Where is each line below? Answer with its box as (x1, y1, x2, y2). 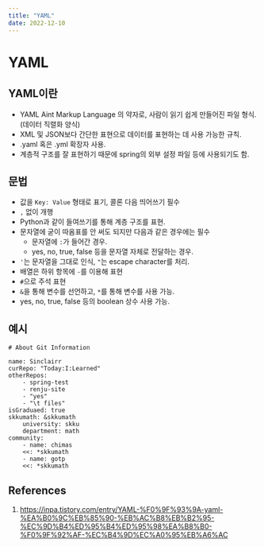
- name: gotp (22, 455, 66, 464)
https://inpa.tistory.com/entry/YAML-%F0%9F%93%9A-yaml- (19, 504, 224, 514)
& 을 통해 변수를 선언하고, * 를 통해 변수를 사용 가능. (19, 287, 175, 297)
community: (8, 434, 44, 442)
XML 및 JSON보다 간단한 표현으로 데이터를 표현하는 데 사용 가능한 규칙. (19, 129, 242, 139)
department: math (22, 427, 80, 436)
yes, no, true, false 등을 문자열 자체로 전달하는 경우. (31, 247, 194, 257)
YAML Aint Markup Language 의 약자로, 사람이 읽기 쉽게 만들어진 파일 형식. (19, 109, 257, 119)
